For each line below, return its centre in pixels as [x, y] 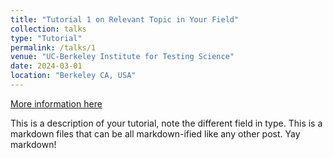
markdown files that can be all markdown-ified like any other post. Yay [155, 133]
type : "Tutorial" [46, 38]
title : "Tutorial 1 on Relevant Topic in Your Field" [125, 19]
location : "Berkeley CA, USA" [73, 76]
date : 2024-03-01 [46, 66]
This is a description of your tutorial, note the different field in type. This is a [166, 123]
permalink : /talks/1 [53, 47]
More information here [56, 103]
